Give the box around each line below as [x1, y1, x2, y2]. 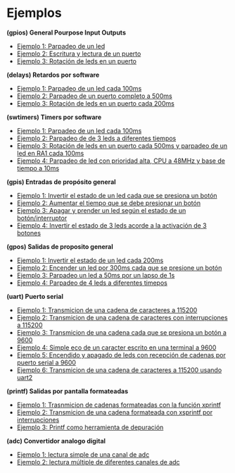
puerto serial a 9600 [16, 358, 77, 367]
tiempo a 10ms [16, 164, 60, 172]
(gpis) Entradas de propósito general [6, 178, 117, 186]
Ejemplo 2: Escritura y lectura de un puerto [16, 49, 141, 58]
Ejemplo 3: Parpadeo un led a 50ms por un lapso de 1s [16, 271, 175, 279]
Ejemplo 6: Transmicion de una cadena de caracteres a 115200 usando [16, 365, 222, 374]
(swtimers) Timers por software [6, 113, 102, 121]
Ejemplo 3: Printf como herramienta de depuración [16, 423, 164, 431]
